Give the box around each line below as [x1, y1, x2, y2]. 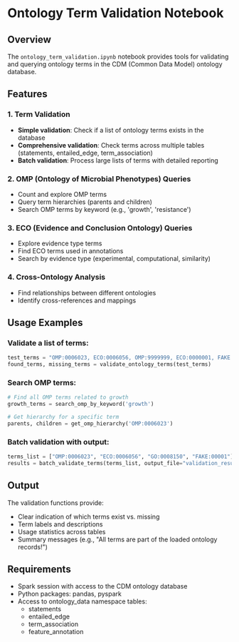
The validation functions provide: [7, 498, 105, 507]
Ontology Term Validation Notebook [7, 5, 224, 21]
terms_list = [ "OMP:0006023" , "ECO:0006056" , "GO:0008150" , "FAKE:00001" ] [7, 453, 234, 461]
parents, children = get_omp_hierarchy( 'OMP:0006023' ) [7, 419, 174, 427]
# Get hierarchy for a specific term [7, 414, 119, 421]
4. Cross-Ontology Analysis [7, 272, 106, 282]
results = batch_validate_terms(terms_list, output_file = [7, 459, 183, 467]
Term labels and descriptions [17, 519, 103, 529]
